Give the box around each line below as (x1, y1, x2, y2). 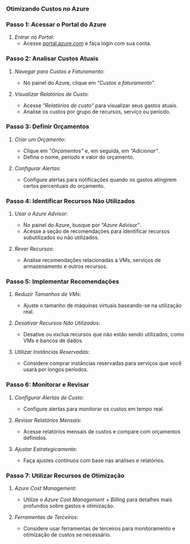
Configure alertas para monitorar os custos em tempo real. (23, 405, 164, 412)
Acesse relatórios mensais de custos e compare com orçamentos (23, 428, 181, 435)
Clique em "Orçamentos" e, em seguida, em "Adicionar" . (23, 147, 160, 154)
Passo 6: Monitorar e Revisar (6, 381, 89, 389)
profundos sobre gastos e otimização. (23, 502, 115, 509)
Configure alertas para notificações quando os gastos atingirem (23, 176, 177, 183)
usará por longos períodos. (23, 366, 89, 373)
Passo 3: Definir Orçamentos (6, 122, 89, 130)
